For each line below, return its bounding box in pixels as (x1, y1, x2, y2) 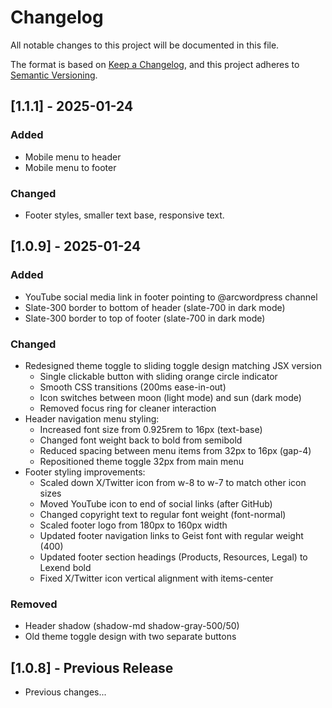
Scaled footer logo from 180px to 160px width (39, 519, 228, 531)
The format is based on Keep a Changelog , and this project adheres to (10, 58, 300, 70)
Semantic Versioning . (10, 69, 98, 81)
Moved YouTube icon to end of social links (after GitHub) (39, 497, 273, 510)
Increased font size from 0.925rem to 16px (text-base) (39, 423, 263, 435)
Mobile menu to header (24, 151, 122, 163)
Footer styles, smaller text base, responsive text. (24, 209, 225, 221)
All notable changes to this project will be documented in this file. (10, 39, 280, 51)
